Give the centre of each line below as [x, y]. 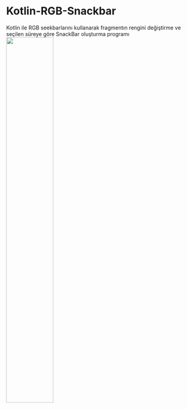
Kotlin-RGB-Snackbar [61, 11]
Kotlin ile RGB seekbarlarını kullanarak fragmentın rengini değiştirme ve [93, 28]
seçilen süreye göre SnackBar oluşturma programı [68, 34]
